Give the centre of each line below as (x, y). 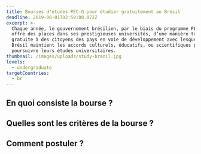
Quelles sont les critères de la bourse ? (80, 123)
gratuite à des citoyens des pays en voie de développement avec (95, 40)
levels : (16, 62)
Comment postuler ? (45, 144)
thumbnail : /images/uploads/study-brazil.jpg (64, 56)
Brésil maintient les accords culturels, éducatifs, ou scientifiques (101, 46)
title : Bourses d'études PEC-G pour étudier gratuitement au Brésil (93, 12)
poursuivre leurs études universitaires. (64, 51)
